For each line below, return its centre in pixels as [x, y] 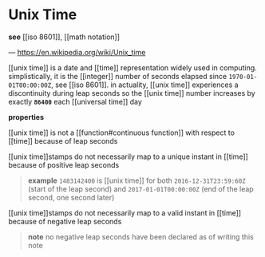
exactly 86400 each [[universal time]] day [75, 101]
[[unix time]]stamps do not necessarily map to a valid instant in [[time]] [125, 212]
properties [26, 117]
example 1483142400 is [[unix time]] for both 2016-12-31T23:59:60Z [136, 180]
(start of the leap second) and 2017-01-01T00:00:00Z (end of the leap [140, 188]
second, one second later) [71, 197]
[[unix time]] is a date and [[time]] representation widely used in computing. [132, 67]
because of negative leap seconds [65, 221]
